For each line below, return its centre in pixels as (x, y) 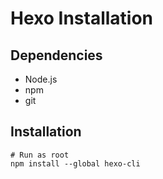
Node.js (41, 79)
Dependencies (56, 55)
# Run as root (40, 155)
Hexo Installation (82, 18)
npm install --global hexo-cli (75, 163)
